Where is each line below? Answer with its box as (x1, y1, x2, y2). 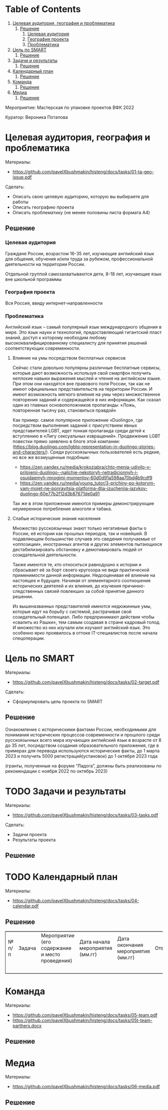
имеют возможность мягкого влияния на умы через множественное (12, 391, 160, 397)
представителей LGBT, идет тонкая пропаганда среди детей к (12, 428, 145, 434)
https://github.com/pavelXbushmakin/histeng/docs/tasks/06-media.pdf (12, 1083, 160, 1089)
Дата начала (79, 938, 110, 945)
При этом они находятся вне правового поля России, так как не (12, 381, 150, 387)
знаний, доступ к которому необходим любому (5, 335, 106, 341)
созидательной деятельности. (12, 552, 77, 558)
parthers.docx (12, 1022, 41, 1029)
